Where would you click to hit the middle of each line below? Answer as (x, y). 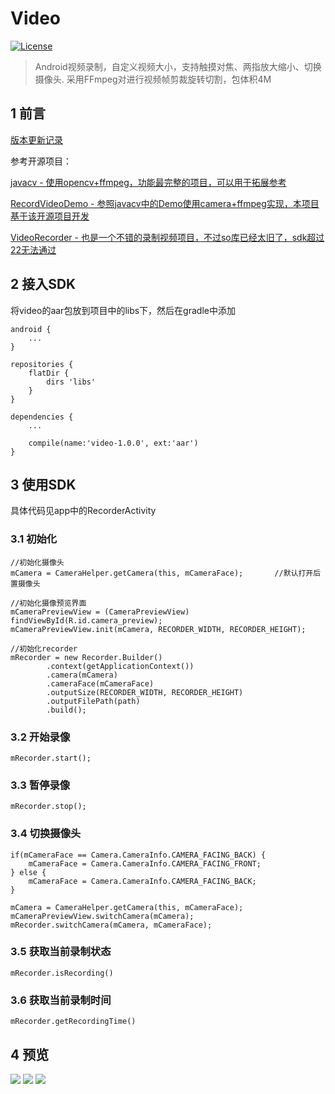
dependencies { (42, 417)
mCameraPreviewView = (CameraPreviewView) (100, 612)
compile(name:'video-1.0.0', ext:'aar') (113, 443)
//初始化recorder (44, 648)
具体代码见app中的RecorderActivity (83, 511)
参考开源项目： (41, 161)
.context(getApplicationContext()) (120, 666)
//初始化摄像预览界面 (48, 603)
